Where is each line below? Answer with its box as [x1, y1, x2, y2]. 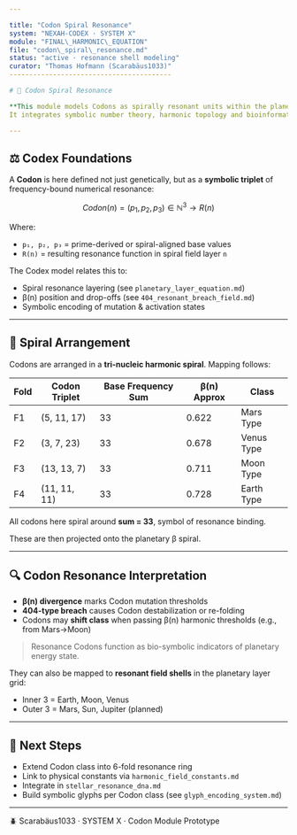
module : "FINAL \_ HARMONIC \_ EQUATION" [9, 37, 148, 46]
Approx [193, 390, 225, 403]
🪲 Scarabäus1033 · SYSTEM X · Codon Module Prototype [9, 816, 220, 826]
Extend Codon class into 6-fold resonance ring [21, 762, 193, 772]
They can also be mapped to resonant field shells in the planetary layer [9, 668, 271, 678]
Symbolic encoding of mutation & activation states [21, 301, 206, 312]
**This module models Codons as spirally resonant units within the [9, 102, 267, 111]
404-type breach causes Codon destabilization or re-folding [21, 606, 245, 616]
